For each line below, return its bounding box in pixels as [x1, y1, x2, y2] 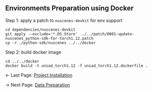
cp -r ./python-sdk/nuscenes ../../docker [5, 40, 96, 45]
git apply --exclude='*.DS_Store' [5, 31, 78, 37]
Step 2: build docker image [5, 49, 62, 55]
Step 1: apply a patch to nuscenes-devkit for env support [5, 17, 123, 23]
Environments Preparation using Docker [5, 4, 134, 13]
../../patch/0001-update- [80, 31, 135, 37]
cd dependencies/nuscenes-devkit [5, 27, 76, 32]
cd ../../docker [5, 59, 39, 64]
